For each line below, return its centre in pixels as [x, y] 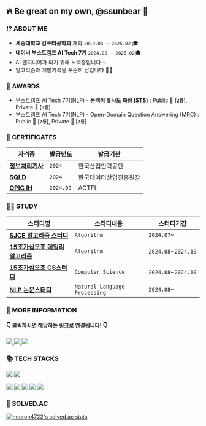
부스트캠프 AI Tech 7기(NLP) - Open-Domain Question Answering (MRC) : [107, 114]
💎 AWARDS [23, 86]
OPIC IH [21, 188]
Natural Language [100, 286]
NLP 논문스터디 [31, 290]
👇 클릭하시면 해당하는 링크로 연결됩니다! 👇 [57, 325]
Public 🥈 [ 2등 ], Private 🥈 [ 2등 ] [51, 121]
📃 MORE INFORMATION [42, 310]
